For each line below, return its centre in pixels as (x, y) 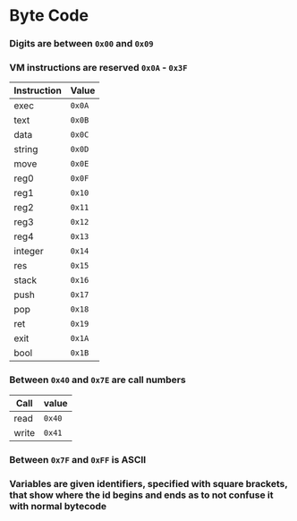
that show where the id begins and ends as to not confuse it (141, 495)
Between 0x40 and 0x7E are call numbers (98, 380)
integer (29, 252)
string (26, 149)
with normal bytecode (58, 506)
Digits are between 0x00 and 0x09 (81, 44)
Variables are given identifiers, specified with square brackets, (148, 483)
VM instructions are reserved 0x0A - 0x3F (98, 68)
